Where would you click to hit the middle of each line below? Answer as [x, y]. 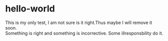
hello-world [30, 9]
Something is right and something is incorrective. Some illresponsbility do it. [84, 33]
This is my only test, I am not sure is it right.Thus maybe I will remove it [79, 22]
